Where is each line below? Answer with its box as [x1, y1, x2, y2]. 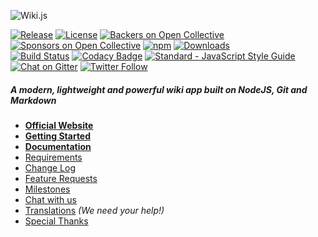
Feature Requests [24, 172, 98, 184]
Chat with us [24, 193, 77, 205]
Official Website [24, 119, 94, 131]
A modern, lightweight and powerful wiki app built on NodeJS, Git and [10, 83, 308, 95]
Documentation [24, 140, 92, 152]
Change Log [24, 161, 77, 174]
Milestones [24, 183, 71, 195]
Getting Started [24, 130, 92, 142]
